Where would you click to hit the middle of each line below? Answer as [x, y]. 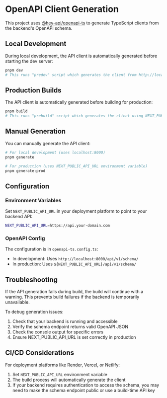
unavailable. [17, 302]
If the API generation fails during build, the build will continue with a [74, 292]
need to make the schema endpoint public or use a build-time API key [83, 390]
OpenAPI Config [25, 238]
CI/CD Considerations [40, 353]
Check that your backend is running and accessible [65, 321]
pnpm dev [14, 70]
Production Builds [33, 90]
